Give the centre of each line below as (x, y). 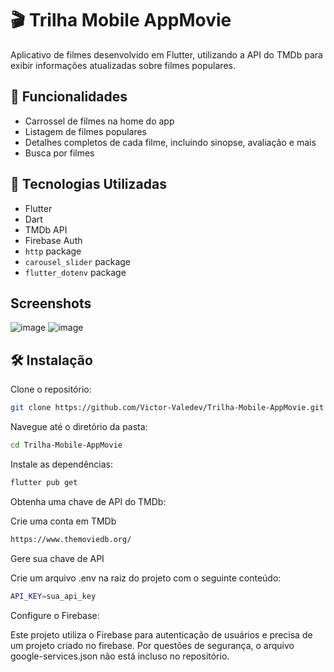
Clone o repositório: (51, 389)
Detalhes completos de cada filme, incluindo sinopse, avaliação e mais (170, 142)
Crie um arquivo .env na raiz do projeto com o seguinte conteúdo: (146, 578)
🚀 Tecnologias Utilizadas (88, 184)
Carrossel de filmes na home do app (99, 121)
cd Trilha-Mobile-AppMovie (66, 445)
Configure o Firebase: (55, 615)
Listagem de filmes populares (85, 131)
